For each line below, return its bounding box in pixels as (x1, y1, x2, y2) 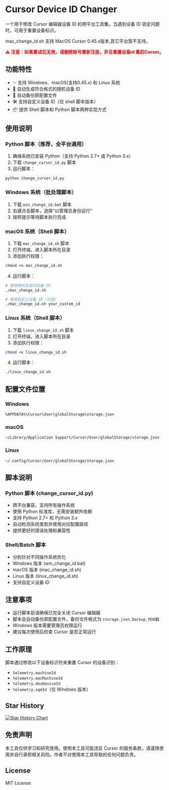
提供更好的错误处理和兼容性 (12, 528, 71, 534)
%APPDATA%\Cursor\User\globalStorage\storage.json (5, 412, 114, 417)
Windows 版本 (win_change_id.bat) (12, 560, 86, 566)
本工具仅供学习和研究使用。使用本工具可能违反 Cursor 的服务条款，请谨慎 (5, 745, 159, 751)
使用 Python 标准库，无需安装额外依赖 (12, 508, 93, 515)
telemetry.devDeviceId (12, 681, 61, 687)
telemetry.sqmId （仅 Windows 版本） (12, 686, 91, 692)
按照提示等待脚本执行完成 (12, 214, 66, 220)
